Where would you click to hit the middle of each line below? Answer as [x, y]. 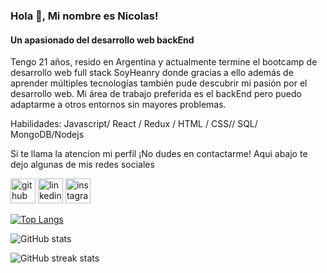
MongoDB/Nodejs [47, 135]
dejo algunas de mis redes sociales [82, 165]
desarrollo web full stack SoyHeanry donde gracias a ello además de [152, 73]
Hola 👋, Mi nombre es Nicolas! [84, 16]
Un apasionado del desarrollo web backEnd [102, 40]
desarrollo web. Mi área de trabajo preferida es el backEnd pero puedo [156, 94]
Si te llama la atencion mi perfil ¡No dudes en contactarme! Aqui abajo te [159, 154]
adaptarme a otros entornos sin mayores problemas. [118, 105]
